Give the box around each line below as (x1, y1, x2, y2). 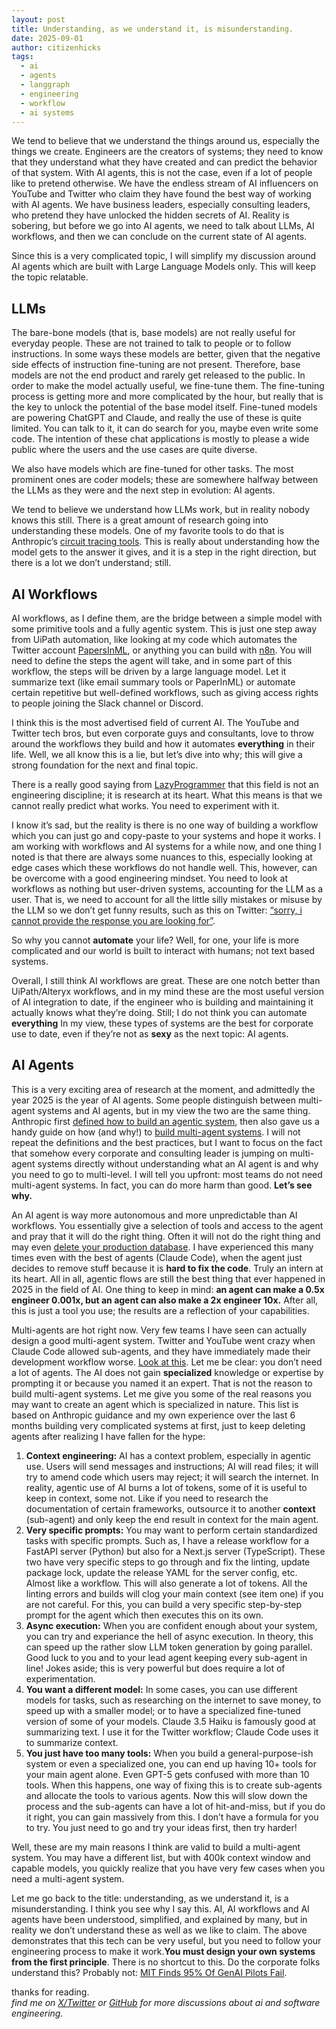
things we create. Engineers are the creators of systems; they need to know (11, 146, 324, 158)
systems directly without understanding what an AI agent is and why (37, 1157, 319, 1170)
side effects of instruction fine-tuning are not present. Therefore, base (11, 359, 301, 371)
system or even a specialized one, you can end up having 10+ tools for (25, 1757, 317, 1770)
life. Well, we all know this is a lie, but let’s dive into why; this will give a (11, 749, 303, 760)
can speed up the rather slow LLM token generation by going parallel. (25, 1641, 313, 1653)
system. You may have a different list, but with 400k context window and (11, 1851, 311, 1863)
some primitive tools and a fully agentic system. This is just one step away (11, 623, 318, 635)
